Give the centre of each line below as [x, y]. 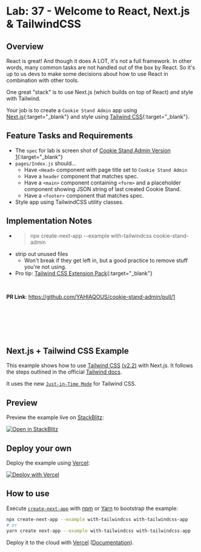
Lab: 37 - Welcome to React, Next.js [98, 11]
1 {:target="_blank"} [39, 157]
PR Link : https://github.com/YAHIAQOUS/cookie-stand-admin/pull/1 [91, 297]
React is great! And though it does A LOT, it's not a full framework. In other [99, 61]
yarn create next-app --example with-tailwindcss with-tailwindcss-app [98, 531]
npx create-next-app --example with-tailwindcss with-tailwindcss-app [97, 519]
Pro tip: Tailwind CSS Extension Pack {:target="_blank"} [84, 273]
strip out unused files [41, 254]
